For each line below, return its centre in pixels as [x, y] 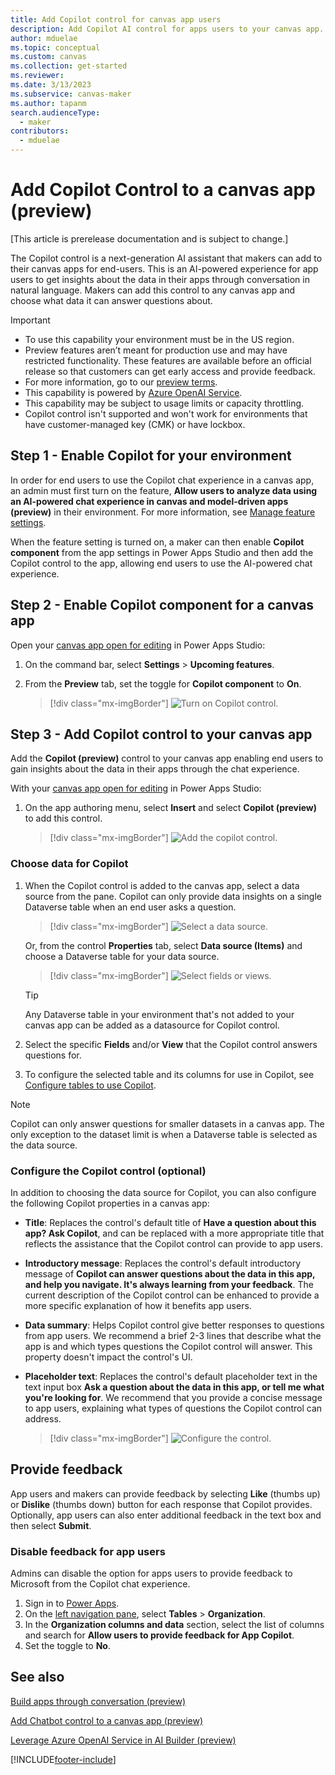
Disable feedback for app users [88, 1551]
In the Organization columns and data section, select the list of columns [174, 1625]
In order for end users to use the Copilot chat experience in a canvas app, [162, 480]
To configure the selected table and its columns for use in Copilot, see [169, 1074]
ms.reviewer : [37, 76]
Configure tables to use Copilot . [90, 1085]
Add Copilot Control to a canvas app [163, 190]
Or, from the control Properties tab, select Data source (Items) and [163, 945]
